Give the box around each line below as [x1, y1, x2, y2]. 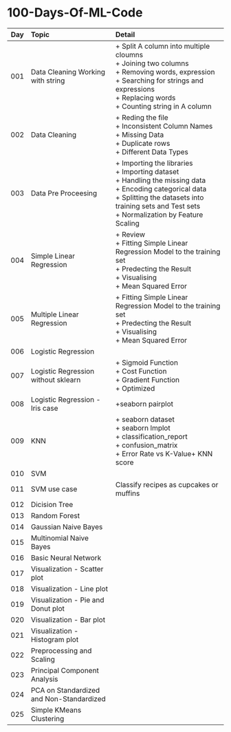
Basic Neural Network [30, 552, 102, 562]
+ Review [115, 229, 146, 239]
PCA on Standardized [30, 685, 100, 695]
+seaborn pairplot [115, 399, 174, 409]
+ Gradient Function [115, 375, 180, 385]
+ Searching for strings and [115, 76, 204, 85]
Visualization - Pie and [30, 595, 104, 605]
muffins [115, 488, 140, 498]
